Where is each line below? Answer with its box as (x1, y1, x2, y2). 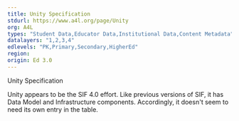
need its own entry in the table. (7, 105, 98, 114)
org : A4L (7, 23, 33, 31)
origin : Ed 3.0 (7, 57, 53, 64)
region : (7, 51, 31, 58)
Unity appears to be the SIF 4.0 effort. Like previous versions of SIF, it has (7, 90, 224, 98)
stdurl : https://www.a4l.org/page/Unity (7, 17, 129, 24)
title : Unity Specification (7, 10, 91, 18)
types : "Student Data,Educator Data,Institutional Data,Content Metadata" (7, 30, 234, 38)
